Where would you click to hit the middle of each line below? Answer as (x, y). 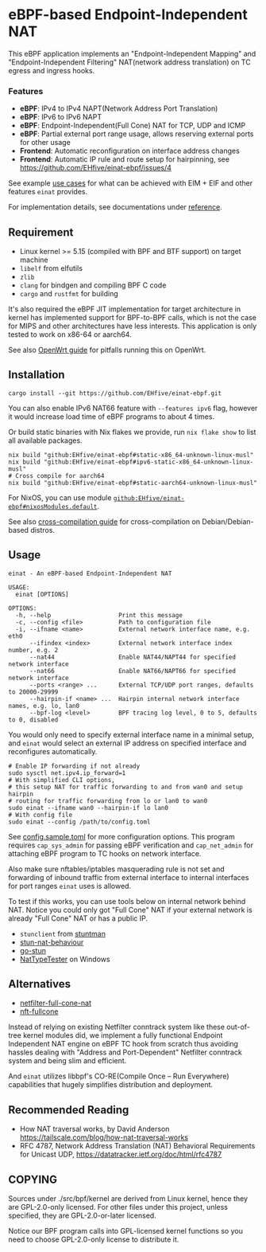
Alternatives (40, 984)
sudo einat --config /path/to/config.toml (79, 822)
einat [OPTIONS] (42, 594)
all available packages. (45, 440)
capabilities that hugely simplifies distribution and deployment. (110, 1085)
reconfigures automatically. (53, 751)
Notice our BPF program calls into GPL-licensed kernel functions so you (126, 1231)
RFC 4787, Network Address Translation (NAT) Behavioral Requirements (137, 1146)
